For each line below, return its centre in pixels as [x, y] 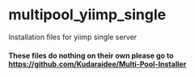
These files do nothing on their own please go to [91, 55]
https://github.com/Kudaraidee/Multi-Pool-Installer [97, 64]
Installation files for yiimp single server [73, 37]
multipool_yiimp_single [87, 15]
